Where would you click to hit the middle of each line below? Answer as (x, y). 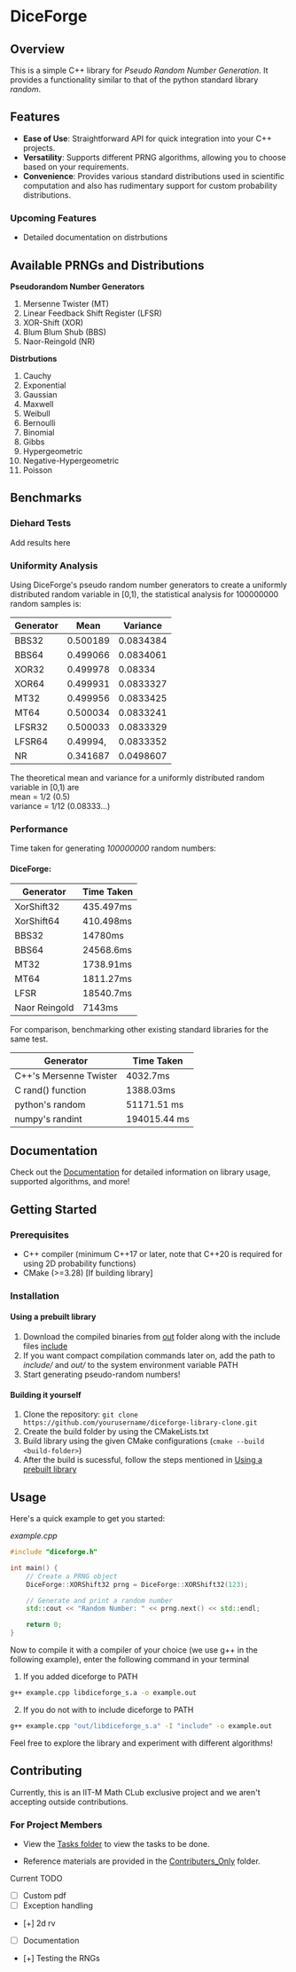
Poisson (37, 470)
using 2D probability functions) (79, 1263)
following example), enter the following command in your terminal (130, 1660)
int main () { (34, 1567)
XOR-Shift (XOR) (53, 322)
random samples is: (46, 603)
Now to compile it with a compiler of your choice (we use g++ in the (134, 1650)
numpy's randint (48, 1120)
